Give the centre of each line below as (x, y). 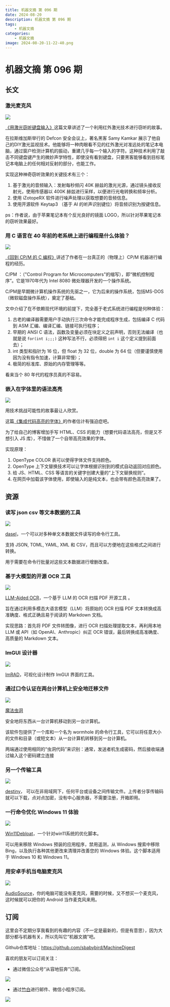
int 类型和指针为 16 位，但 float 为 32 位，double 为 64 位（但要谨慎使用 (88, 351)
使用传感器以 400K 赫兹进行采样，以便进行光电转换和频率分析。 (93, 191)
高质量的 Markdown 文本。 (33, 638)
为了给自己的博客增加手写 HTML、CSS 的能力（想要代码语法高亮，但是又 (82, 432)
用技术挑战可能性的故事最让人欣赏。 (43, 411)
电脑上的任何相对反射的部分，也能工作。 (56, 164)
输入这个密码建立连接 (32, 755)
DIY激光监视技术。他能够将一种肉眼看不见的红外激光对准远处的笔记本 (87, 144)
